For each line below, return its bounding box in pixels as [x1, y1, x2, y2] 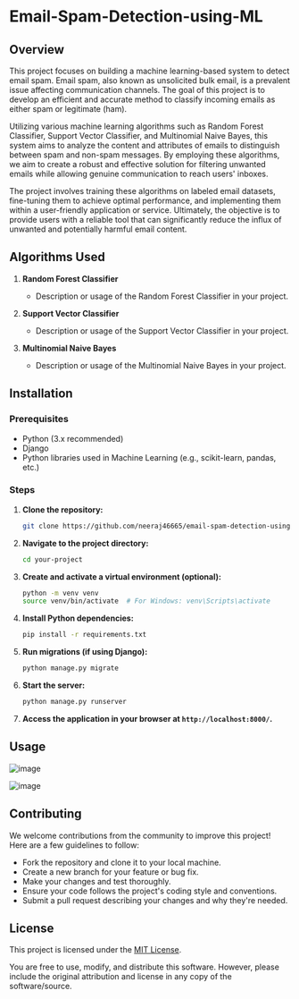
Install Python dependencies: [21, 613, 134, 623]
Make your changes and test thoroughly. [21, 876, 171, 886]
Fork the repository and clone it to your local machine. [21, 857, 221, 868]
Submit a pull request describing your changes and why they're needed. [21, 894, 288, 905]
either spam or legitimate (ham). [9, 104, 128, 114]
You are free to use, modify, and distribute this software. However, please [9, 961, 279, 972]
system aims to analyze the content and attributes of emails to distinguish [9, 140, 280, 150]
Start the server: [21, 680, 86, 690]
